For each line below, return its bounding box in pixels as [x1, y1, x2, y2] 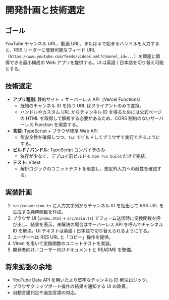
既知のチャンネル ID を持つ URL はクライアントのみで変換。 [20, 102, 144, 108]
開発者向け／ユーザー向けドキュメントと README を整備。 [12, 247, 135, 253]
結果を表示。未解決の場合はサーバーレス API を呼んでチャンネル [30, 221, 163, 227]
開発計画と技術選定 [5, 5, 85, 16]
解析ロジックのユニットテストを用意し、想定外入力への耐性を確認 [20, 165, 157, 171]
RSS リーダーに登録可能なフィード [14, 47, 86, 53]
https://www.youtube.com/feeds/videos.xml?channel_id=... [10, 54, 134, 59]
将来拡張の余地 [5, 263, 52, 271]
